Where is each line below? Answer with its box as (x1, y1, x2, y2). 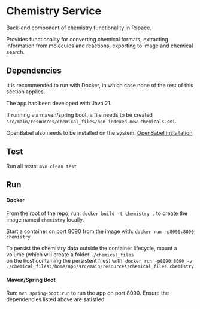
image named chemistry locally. (6, 216, 84, 223)
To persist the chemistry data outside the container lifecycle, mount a (6, 244, 178, 252)
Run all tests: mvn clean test (6, 162, 77, 169)
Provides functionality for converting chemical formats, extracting (6, 35, 169, 43)
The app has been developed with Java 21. (6, 99, 112, 107)
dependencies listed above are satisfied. (6, 296, 107, 303)
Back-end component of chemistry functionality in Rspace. (6, 24, 151, 31)
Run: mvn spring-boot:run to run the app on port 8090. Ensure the (6, 289, 169, 297)
